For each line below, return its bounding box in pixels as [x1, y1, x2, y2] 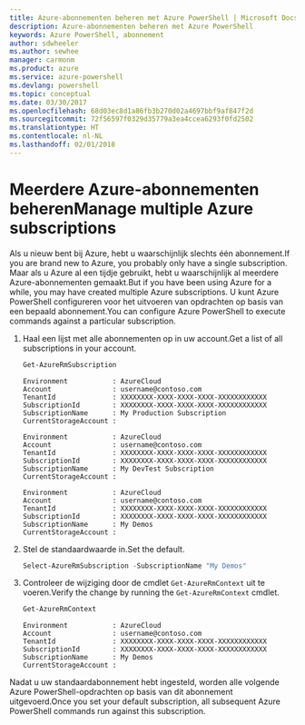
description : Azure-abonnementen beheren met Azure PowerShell [9, 22, 254, 31]
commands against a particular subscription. [9, 315, 177, 326]
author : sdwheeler [9, 38, 79, 48]
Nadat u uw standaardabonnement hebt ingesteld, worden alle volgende [9, 677, 280, 688]
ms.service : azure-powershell [9, 73, 124, 82]
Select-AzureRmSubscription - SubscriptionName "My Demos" [22, 561, 247, 571]
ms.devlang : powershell [9, 81, 100, 90]
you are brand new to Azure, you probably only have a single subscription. [9, 257, 288, 268]
